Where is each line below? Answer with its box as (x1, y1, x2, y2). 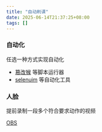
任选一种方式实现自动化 (6, 55, 64, 63)
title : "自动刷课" (6, 8, 49, 15)
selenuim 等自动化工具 (14, 76, 71, 83)
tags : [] (6, 20, 28, 26)
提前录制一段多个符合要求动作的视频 (6, 107, 96, 114)
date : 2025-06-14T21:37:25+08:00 (6, 14, 90, 20)
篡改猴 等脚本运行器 (14, 68, 64, 76)
